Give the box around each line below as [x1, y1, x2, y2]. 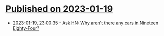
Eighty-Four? [12, 25, 39, 31]
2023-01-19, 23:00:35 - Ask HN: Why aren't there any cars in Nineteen [12, 20, 159, 26]
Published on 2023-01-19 [5, 3, 113, 15]
